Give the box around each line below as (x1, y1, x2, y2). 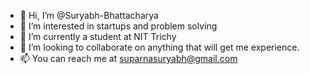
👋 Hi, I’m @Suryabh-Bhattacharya (19, 10, 159, 21)
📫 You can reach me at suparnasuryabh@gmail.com (19, 53, 238, 64)
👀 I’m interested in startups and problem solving (19, 20, 218, 32)
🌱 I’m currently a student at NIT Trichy (19, 31, 177, 42)
